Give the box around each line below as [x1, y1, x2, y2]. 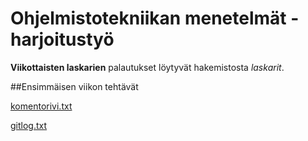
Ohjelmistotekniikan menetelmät [10, 7, 287, 30]
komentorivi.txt [10, 100, 73, 112]
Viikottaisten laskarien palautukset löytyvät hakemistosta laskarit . [10, 61, 285, 73]
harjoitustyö [10, 28, 115, 51]
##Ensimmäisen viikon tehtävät [10, 80, 139, 92]
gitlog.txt [10, 119, 48, 131]
